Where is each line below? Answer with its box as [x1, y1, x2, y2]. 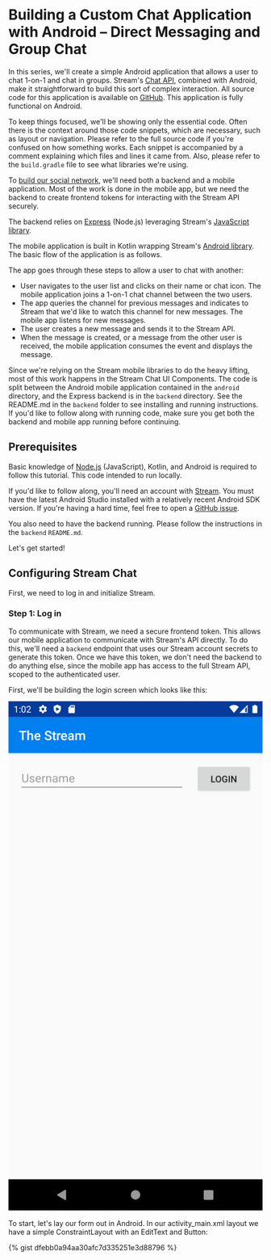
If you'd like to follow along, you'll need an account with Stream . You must [8, 486, 254, 495]
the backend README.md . [8, 527, 83, 537]
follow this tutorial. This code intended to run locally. [8, 470, 183, 480]
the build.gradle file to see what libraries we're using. [8, 159, 189, 169]
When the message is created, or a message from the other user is [19, 332, 243, 342]
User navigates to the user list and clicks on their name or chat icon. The [19, 280, 261, 290]
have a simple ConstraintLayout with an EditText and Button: [8, 1227, 208, 1237]
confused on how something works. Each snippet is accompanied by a [8, 142, 244, 152]
